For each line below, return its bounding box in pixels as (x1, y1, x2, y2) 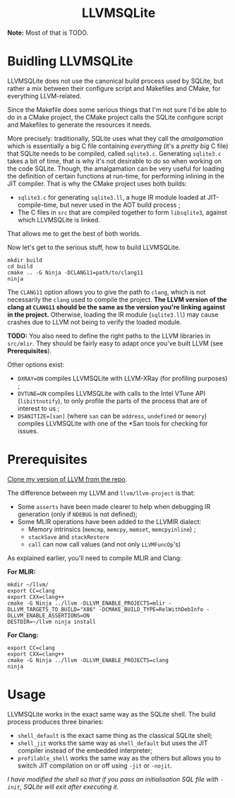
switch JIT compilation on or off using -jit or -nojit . (17, 761, 173, 770)
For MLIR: (7, 567, 37, 576)
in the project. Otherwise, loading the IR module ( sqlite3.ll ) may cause (7, 310, 219, 319)
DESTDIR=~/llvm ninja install (7, 618, 97, 625)
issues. (17, 426, 39, 435)
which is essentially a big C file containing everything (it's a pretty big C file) (7, 142, 229, 150)
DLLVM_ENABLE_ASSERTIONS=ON (7, 612, 90, 619)
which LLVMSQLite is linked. (17, 215, 100, 224)
